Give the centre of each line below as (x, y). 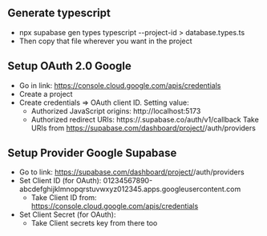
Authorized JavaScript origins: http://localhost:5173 (116, 110)
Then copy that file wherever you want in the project (106, 41)
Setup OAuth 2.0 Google (69, 66)
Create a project (46, 94)
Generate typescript (59, 13)
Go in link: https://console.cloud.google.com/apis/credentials (120, 85)
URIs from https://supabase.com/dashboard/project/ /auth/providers (143, 128)
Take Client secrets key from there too (94, 223)
